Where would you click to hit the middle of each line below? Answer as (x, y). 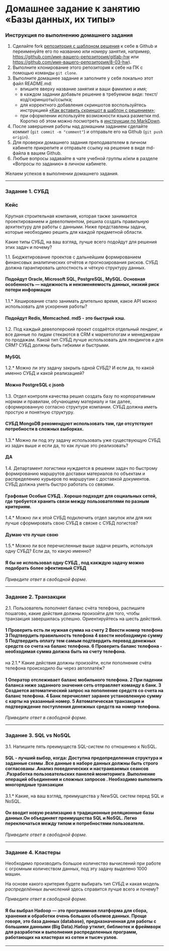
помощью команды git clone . (45, 73)
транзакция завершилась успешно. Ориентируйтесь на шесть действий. (83, 619)
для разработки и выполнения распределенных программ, (71, 932)
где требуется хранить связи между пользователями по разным (77, 501)
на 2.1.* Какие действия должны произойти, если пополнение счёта (78, 663)
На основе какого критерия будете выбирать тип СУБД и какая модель (82, 884)
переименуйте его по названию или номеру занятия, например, (82, 51)
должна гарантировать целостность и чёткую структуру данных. (75, 267)
